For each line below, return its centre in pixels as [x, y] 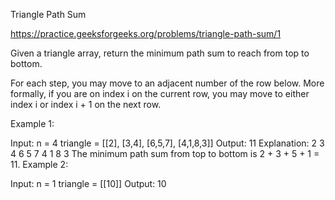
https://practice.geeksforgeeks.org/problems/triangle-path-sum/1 [146, 33]
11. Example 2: [39, 164]
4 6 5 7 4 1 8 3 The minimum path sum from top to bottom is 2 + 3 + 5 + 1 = [165, 153]
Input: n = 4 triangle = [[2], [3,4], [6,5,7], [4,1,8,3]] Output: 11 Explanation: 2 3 [167, 143]
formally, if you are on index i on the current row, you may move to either [160, 93]
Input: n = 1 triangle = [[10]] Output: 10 [88, 183]
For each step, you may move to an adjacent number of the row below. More [167, 83]
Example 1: [32, 123]
